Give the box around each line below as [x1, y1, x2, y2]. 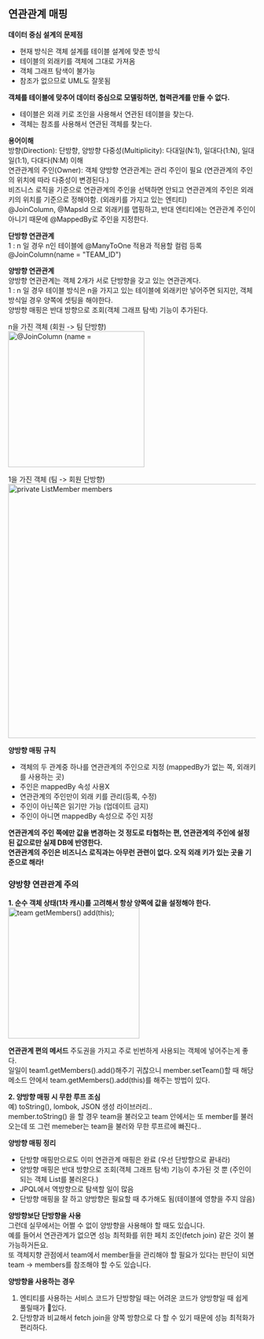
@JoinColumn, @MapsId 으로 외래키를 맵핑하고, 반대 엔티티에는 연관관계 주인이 [8, 204, 256, 214]
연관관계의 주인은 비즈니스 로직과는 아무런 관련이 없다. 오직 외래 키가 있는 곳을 [8, 847, 244, 857]
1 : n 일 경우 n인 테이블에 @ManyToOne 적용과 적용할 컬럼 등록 [8, 240, 203, 250]
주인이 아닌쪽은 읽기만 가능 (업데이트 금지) [19, 801, 149, 810]
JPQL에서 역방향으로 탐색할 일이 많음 [19, 1184, 134, 1194]
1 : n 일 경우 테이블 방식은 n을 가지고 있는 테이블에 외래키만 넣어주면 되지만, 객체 [8, 285, 253, 295]
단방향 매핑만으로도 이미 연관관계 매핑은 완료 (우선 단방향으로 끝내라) [19, 1155, 230, 1165]
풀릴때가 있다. [19, 1303, 67, 1313]
